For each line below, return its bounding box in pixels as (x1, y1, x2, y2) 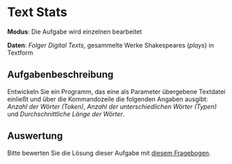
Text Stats (7, 4, 68, 20)
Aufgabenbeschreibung (7, 69, 114, 81)
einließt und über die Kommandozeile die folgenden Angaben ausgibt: (7, 95, 208, 103)
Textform (7, 48, 34, 57)
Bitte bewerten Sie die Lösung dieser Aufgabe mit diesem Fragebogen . (7, 149, 211, 157)
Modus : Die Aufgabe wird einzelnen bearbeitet (7, 27, 142, 36)
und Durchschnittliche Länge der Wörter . (7, 109, 125, 118)
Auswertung (7, 130, 63, 142)
